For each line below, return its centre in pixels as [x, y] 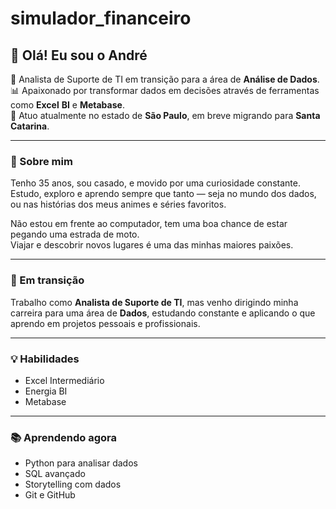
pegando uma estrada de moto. [75, 234]
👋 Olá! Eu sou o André [79, 55]
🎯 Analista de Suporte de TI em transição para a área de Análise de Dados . [165, 79]
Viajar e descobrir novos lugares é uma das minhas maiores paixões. [152, 245]
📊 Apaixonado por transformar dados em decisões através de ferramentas [165, 90]
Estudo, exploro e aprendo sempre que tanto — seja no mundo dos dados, [163, 194]
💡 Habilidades [45, 359]
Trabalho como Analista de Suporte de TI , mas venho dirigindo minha [154, 302]
